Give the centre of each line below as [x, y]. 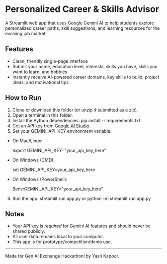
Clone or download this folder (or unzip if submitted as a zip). [75, 110]
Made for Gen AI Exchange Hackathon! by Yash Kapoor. [62, 256]
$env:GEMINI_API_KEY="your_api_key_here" [58, 189]
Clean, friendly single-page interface [50, 61]
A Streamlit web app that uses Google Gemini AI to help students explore [80, 23]
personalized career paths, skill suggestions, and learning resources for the [83, 28]
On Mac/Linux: [27, 141]
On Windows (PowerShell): [40, 179]
